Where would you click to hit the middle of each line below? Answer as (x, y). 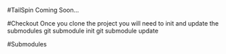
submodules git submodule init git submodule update (83, 31)
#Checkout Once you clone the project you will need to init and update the (113, 23)
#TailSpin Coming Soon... (43, 10)
